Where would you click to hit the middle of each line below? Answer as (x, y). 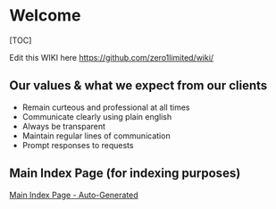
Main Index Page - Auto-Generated (74, 195)
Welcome (45, 16)
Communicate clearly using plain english (97, 116)
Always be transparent (63, 126)
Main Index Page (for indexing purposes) (125, 174)
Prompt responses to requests (78, 145)
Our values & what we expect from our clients (138, 86)
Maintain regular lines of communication (96, 136)
